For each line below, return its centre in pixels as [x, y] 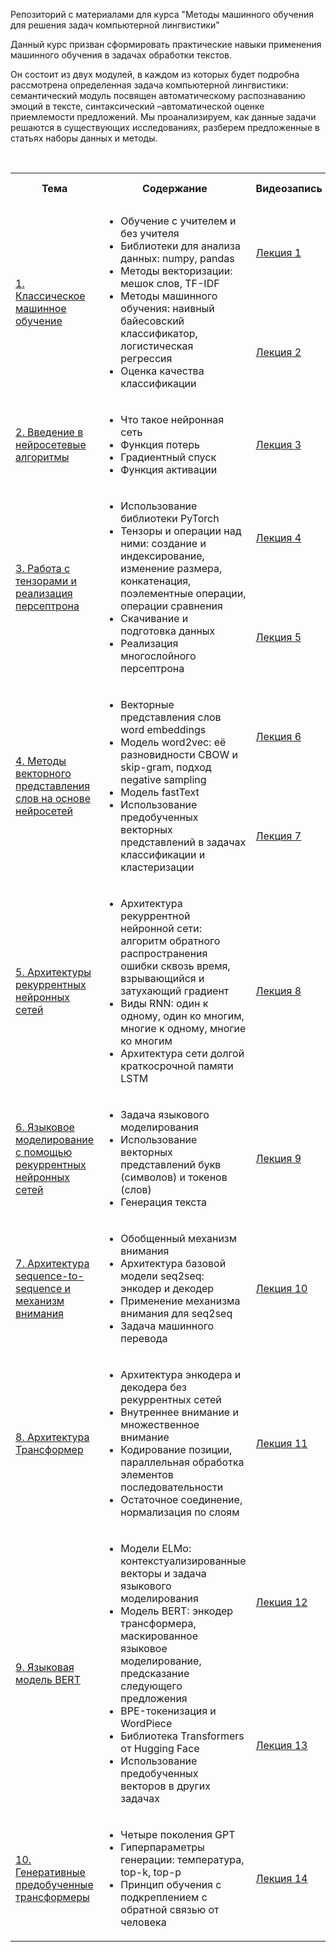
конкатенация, [156, 581]
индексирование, [162, 556]
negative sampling [163, 779]
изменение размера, [171, 568]
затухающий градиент [175, 991]
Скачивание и [154, 618]
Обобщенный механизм [179, 1238]
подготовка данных [168, 631]
